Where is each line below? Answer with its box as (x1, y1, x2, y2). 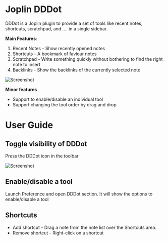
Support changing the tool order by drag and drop (12, 101, 117, 107)
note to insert (12, 61, 41, 67)
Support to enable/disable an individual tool (12, 96, 103, 102)
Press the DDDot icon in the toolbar (5, 153, 79, 159)
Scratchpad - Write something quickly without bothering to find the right (12, 56, 163, 62)
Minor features (5, 86, 37, 92)
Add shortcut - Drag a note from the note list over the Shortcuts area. (12, 224, 156, 230)
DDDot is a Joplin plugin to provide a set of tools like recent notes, (5, 20, 143, 26)
